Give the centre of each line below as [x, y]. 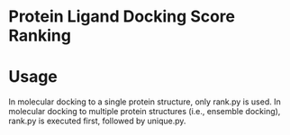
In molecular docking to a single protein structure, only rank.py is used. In [145, 102]
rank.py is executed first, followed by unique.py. [97, 121]
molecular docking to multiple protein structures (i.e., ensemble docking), [145, 112]
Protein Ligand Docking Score [122, 17]
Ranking [40, 36]
